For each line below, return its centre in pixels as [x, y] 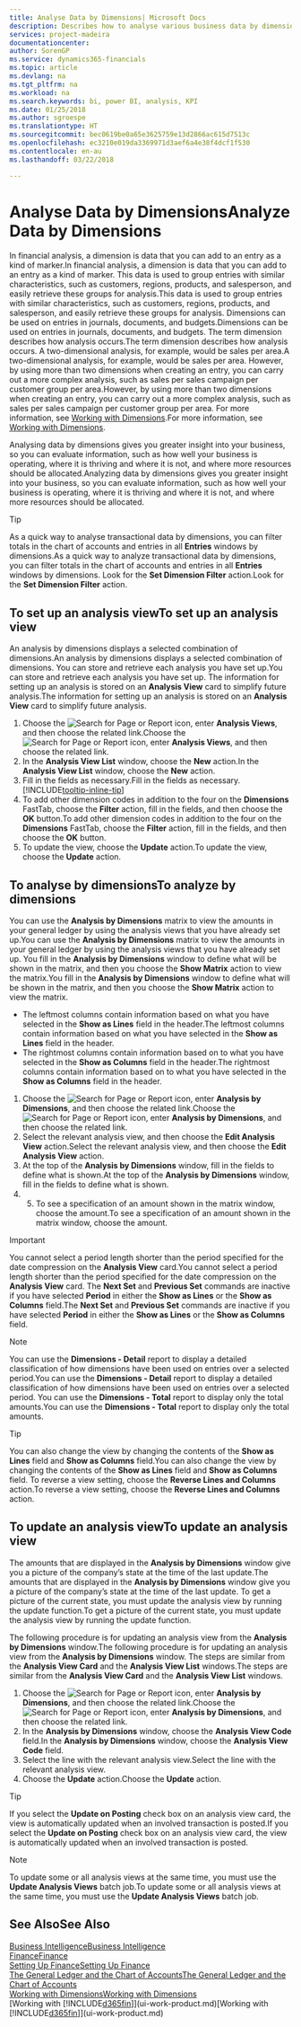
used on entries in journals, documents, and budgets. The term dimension [146, 332]
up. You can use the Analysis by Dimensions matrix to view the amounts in [147, 940]
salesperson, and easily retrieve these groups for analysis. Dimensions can [148, 313]
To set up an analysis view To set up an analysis [144, 613]
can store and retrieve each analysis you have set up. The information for [144, 677]
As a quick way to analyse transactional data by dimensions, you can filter [146, 537]
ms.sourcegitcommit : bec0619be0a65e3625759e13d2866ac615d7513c [130, 135]
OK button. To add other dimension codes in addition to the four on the [152, 819]
